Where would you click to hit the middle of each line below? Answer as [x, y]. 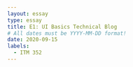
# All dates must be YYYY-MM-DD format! [67, 33]
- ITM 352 [28, 53]
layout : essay [28, 14]
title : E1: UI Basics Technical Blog [62, 27]
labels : [19, 46]
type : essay [24, 20]
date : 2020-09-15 [33, 40]
